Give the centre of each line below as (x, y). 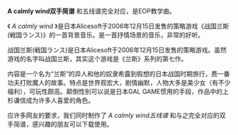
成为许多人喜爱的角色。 (60, 100)
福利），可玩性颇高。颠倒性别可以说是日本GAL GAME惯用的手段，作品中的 (115, 92)
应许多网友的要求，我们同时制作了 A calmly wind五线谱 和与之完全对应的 (113, 115)
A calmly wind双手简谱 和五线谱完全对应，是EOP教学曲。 (91, 11)
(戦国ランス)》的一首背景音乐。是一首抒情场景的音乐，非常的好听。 (106, 35)
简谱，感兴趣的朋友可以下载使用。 (63, 124)
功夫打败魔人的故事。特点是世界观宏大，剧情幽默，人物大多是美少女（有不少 (119, 83)
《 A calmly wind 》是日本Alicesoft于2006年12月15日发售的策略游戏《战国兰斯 (118, 26)
